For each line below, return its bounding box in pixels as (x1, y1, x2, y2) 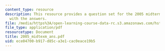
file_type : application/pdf (5, 25, 63, 30)
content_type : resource (5, 7, 54, 12)
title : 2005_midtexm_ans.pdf (5, 34, 65, 39)
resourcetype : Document (5, 30, 54, 34)
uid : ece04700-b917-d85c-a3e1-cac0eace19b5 (5, 39, 96, 44)
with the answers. (9, 16, 48, 21)
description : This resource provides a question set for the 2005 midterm (5, 12, 162, 17)
